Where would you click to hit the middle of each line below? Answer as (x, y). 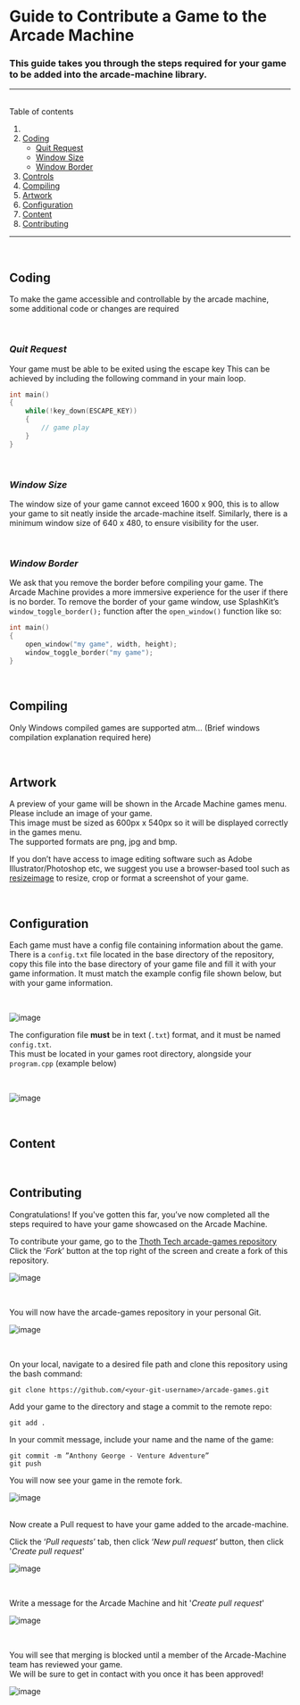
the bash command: (46, 1374)
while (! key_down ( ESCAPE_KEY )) (82, 411)
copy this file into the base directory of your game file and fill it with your (143, 964)
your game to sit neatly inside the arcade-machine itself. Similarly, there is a (149, 514)
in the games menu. (46, 832)
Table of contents (42, 112)
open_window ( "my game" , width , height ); (101, 645)
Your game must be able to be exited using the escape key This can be (140, 369)
